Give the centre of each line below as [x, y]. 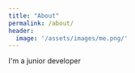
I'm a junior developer [44, 61]
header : [21, 30]
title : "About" [34, 16]
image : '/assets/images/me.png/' [72, 38]
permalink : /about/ [41, 23]
